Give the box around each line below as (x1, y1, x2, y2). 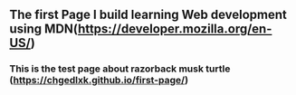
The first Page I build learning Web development (9, 7, 288, 23)
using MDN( (9, 22, 79, 37)
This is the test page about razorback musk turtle (9, 62, 231, 75)
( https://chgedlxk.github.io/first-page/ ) (9, 74, 188, 87)
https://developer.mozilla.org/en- (77, 22, 272, 37)
